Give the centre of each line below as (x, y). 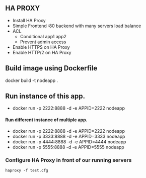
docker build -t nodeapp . (32, 80)
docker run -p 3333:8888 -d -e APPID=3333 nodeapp (69, 136)
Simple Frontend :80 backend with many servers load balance (77, 26)
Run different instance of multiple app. (46, 120)
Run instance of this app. (45, 96)
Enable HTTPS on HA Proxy (41, 47)
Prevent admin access (43, 42)
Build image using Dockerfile (51, 68)
